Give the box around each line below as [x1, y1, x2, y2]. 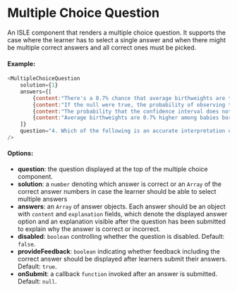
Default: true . [17, 262, 57, 271]
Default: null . [17, 277, 57, 286]
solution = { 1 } [20, 82, 59, 89]
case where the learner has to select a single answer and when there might [7, 35, 226, 44]
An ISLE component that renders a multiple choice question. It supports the [7, 28, 226, 37]
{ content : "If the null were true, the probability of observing [32, 101, 226, 109]
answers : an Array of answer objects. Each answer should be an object [17, 202, 226, 211]
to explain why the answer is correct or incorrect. [17, 225, 161, 233]
